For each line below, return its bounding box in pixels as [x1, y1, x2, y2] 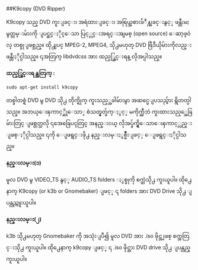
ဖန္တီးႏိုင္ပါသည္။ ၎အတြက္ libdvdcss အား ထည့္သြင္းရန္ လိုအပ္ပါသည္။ [6, 53, 162, 60]
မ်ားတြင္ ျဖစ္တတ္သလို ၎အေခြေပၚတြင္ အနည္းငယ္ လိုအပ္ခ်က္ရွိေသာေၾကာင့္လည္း [6, 120, 193, 126]
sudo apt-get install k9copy [6, 84, 78, 90]
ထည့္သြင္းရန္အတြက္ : [6, 69, 55, 77]
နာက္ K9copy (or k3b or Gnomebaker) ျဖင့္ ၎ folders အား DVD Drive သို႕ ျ [6, 188, 192, 195]
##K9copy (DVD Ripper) [6, 5, 65, 12]
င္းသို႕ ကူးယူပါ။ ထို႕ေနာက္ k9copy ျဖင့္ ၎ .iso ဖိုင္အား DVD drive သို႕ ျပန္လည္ [6, 244, 191, 251]
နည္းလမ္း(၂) [6, 216, 42, 223]
